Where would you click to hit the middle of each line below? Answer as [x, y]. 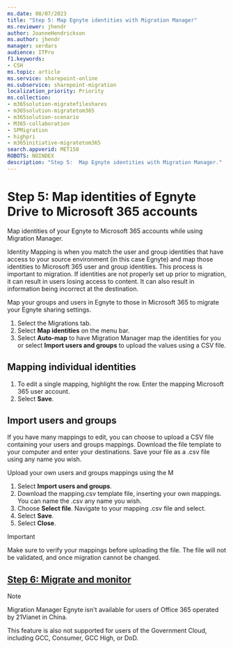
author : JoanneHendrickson [46, 33]
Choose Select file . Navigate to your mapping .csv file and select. [112, 508]
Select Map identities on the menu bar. [73, 330]
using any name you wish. [45, 459]
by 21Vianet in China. [37, 617]
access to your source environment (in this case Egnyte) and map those [110, 259]
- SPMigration [28, 130]
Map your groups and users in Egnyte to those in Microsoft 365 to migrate [113, 302]
